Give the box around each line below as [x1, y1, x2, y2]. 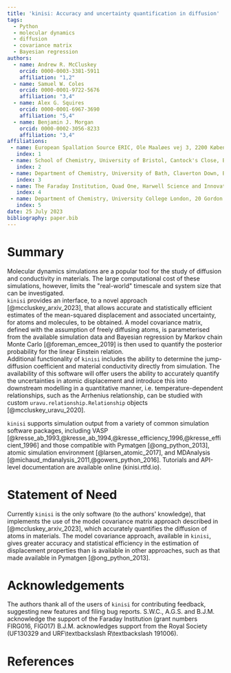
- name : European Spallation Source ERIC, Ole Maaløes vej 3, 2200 [10, 144, 208, 151]
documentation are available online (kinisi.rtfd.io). [21, 463, 162, 471]
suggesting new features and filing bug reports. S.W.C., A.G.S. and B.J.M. [7, 608, 215, 616]
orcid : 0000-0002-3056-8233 [19, 125, 100, 132]
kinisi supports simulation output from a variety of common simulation [7, 419, 210, 427]
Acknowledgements [7, 577, 125, 593]
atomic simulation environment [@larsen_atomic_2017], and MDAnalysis [7, 448, 211, 456]
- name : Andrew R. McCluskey [13, 61, 97, 68]
